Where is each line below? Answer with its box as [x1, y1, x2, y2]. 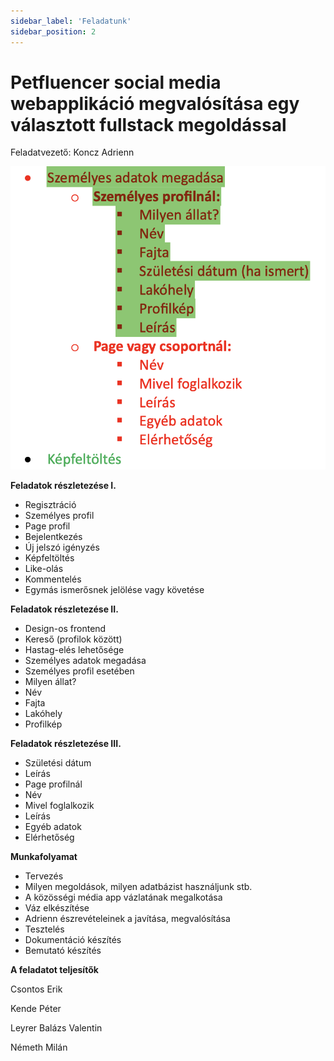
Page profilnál [24, 778, 83, 790]
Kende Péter [10, 1002, 62, 1014]
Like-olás [24, 562, 64, 574]
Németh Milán [10, 1041, 68, 1053]
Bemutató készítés [24, 944, 102, 956]
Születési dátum [24, 756, 92, 769]
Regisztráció [24, 498, 77, 510]
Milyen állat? [24, 675, 77, 687]
